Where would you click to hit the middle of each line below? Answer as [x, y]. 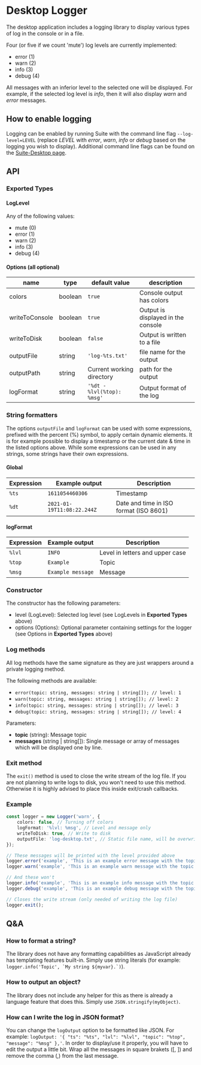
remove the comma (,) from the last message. [62, 1055]
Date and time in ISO [144, 503]
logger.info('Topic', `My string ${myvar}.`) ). [66, 967]
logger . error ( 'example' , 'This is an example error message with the [95, 861]
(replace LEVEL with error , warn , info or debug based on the [111, 140]
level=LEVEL [21, 140]
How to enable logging [49, 119]
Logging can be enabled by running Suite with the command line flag [91, 133]
